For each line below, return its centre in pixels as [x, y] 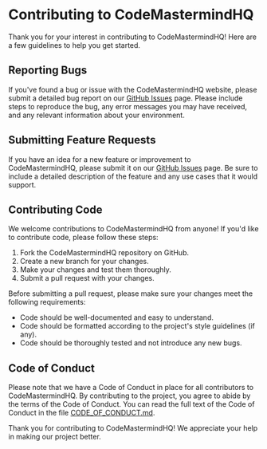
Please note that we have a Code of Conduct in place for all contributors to [131, 388]
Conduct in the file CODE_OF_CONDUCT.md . [82, 413]
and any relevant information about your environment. [96, 115]
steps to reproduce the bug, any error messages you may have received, [128, 106]
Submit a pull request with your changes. [87, 278]
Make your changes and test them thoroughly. [95, 270]
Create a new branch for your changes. [84, 262]
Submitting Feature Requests [82, 140]
